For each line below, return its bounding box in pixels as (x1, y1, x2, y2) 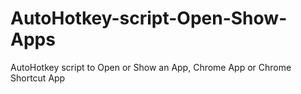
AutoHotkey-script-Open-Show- (10, 7, 288, 30)
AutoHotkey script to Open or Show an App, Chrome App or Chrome (10, 61, 292, 73)
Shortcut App (10, 72, 66, 84)
